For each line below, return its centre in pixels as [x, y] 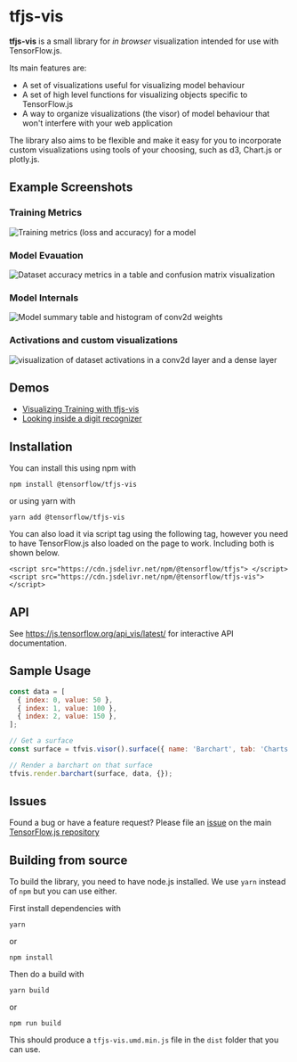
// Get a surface [41, 741]
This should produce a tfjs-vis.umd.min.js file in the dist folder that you [144, 1040]
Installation [41, 446]
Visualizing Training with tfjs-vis [80, 409]
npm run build [36, 1024]
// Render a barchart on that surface [81, 765]
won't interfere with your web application [97, 123]
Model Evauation [47, 255]
